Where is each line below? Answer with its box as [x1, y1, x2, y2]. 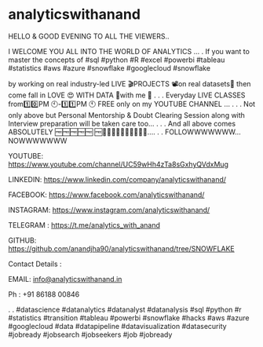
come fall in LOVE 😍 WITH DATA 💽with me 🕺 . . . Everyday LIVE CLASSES [8, 90, 246, 100]
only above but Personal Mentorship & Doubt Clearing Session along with [8, 110, 246, 119]
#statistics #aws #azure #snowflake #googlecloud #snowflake [8, 63, 210, 72]
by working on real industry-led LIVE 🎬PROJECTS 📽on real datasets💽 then [8, 79, 251, 88]
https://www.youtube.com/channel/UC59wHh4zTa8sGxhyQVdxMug [8, 159, 229, 169]
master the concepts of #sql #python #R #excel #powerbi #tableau [8, 55, 225, 64]
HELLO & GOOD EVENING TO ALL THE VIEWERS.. [8, 31, 170, 41]
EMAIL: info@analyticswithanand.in [8, 274, 122, 283]
